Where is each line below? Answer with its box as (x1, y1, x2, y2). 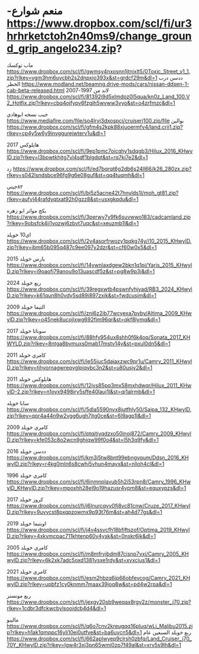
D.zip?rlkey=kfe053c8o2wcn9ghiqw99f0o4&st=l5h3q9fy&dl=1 (6, 436, 159, 443)
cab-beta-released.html (6, 86, 65, 94)
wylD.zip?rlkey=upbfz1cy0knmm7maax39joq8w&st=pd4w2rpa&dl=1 (6, 581, 172, 588)
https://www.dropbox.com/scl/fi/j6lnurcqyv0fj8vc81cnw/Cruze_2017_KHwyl (6, 502, 191, 509)
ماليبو (6, 616, 19, 623)
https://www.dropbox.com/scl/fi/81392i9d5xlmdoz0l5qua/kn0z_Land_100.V (6, 93, 190, 100)
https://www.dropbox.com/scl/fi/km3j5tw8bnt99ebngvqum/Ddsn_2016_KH (6, 454, 189, 461)
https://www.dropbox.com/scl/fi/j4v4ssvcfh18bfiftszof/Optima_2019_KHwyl (6, 526, 190, 533)
